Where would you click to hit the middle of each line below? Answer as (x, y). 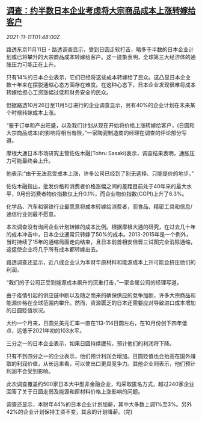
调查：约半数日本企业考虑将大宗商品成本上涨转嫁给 (101, 11)
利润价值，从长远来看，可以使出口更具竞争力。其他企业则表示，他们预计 (106, 363)
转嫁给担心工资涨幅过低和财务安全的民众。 (59, 92)
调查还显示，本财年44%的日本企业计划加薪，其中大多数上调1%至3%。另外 (99, 404)
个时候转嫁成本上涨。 (32, 112)
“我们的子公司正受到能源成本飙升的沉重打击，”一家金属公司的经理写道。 (94, 282)
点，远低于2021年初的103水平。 (46, 330)
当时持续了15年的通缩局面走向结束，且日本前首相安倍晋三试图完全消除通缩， (101, 242)
